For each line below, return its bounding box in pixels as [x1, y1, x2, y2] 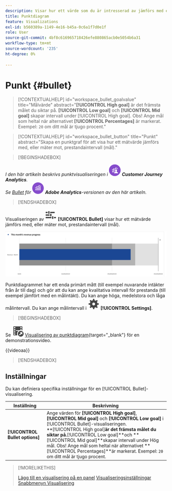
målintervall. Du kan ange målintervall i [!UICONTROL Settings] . [5, 305, 153, 311]
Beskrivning [92, 402, 119, 409]
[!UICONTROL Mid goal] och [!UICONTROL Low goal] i [47, 415, 164, 421]
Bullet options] [7, 434, 40, 440]
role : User [5, 30, 29, 35]
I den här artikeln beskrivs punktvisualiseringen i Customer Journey [5, 172, 163, 178]
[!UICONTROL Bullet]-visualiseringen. [47, 420, 127, 427]
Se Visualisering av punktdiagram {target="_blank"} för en [5, 332, 140, 338]
